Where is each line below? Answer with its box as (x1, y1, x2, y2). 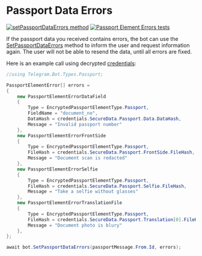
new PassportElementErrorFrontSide (17, 133, 106, 139)
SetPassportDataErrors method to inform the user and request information (6, 42, 191, 49)
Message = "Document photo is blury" (28, 222, 122, 228)
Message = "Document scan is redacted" (28, 155, 128, 161)
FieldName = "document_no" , (28, 110, 98, 116)
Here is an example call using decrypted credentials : (6, 60, 136, 67)
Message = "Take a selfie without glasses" (28, 189, 138, 195)
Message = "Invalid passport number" (28, 121, 122, 127)
